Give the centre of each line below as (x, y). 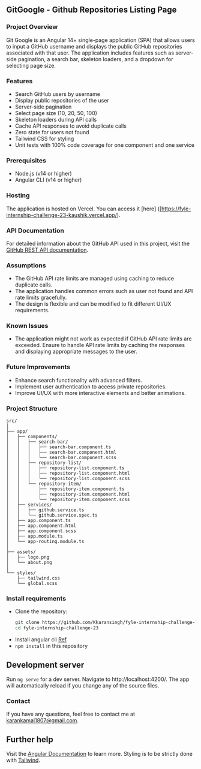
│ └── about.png (29, 563)
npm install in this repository (51, 646)
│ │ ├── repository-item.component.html (68, 494)
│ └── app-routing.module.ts (45, 542)
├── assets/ (21, 552)
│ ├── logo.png (28, 557)
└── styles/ (21, 573)
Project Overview (32, 27)
